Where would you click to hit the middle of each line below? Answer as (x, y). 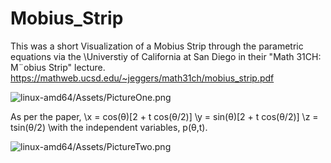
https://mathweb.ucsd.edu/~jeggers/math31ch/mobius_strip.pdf (142, 78)
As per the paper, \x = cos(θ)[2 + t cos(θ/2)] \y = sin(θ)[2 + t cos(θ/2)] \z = (164, 116)
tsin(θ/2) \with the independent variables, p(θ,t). (109, 127)
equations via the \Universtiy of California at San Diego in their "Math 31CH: (166, 56)
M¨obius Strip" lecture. (58, 67)
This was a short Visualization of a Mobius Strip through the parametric (157, 46)
